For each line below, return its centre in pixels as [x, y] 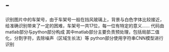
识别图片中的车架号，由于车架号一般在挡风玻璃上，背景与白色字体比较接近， [85, 19]
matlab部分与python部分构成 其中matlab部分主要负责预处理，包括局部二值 [82, 32]
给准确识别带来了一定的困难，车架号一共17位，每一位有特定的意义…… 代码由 [85, 26]
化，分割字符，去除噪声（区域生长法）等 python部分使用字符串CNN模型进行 [84, 38]
